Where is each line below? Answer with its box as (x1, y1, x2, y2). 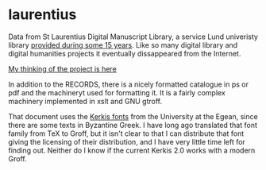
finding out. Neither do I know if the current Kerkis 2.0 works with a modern (8, 145, 256, 155)
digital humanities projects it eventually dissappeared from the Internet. (8, 48, 241, 58)
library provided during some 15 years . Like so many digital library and (8, 40, 238, 49)
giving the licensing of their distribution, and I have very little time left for (8, 137, 246, 146)
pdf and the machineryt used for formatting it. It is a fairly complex (8, 87, 226, 97)
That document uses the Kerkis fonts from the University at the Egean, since (8, 111, 258, 121)
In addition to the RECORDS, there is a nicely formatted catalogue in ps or (8, 79, 249, 89)
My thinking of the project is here (8, 64, 117, 73)
